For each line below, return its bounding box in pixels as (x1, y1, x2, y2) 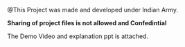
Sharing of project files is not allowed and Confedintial (7, 19, 167, 27)
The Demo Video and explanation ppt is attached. (7, 32, 149, 40)
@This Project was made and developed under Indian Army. (7, 6, 179, 14)
